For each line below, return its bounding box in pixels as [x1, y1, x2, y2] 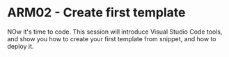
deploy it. [7, 42, 34, 50]
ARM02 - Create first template [7, 5, 186, 21]
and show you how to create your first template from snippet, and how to [7, 34, 216, 43]
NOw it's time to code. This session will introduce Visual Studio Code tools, [7, 27, 223, 36]
